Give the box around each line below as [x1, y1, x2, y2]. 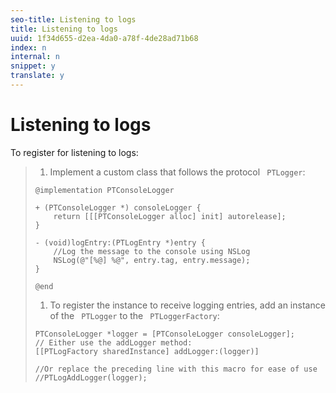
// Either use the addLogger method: [34, 337, 193, 348]
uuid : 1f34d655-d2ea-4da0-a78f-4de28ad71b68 [10, 33, 199, 43]
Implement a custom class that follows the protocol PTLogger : [49, 166, 306, 178]
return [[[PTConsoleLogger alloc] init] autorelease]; [53, 211, 287, 221]
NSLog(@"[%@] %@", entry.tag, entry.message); [53, 255, 251, 265]
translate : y [10, 71, 65, 81]
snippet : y [10, 61, 56, 71]
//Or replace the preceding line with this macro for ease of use [34, 364, 318, 374]
